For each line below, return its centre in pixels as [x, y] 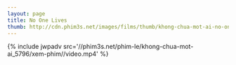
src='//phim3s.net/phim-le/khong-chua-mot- [128, 47]
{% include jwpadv [34, 47]
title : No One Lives [38, 20]
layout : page [26, 14]
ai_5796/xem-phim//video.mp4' [53, 54]
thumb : [17, 27]
